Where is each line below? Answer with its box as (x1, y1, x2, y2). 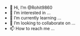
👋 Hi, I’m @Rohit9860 (9, 5, 52, 10)
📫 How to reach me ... (9, 26, 55, 31)
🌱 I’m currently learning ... (9, 15, 62, 20)
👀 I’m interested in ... (9, 10, 51, 16)
